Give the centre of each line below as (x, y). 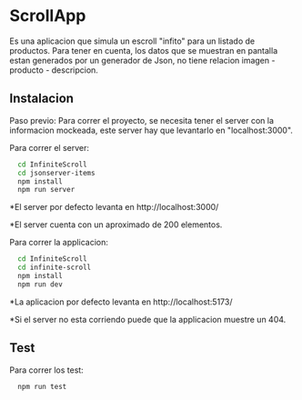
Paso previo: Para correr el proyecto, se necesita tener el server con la (142, 120)
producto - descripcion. (54, 70)
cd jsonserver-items (56, 173)
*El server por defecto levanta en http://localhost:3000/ (114, 207)
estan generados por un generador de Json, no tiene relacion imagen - (142, 60)
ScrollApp (48, 16)
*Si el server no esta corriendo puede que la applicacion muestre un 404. (148, 319)
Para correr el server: (49, 147)
